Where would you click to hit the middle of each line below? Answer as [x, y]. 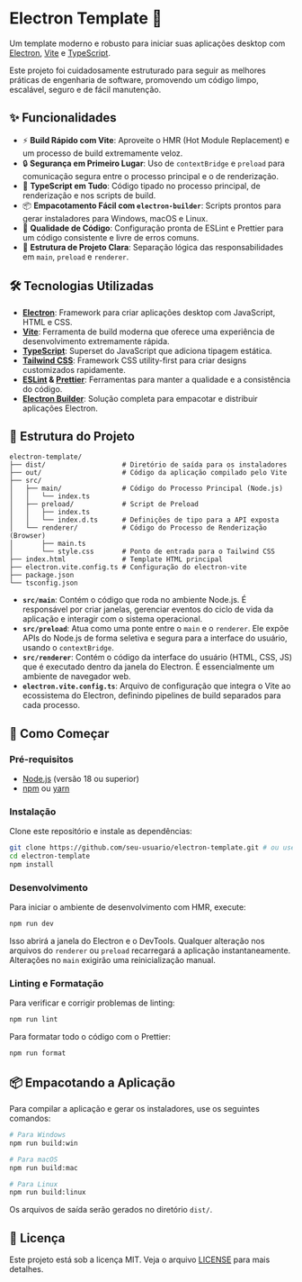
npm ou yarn [46, 788]
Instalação [33, 812]
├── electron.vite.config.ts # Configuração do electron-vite [128, 568]
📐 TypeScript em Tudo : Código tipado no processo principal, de [141, 186]
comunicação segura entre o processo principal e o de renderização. [151, 176]
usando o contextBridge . [68, 648]
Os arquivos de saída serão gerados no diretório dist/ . [111, 1210]
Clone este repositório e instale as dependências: [101, 832]
